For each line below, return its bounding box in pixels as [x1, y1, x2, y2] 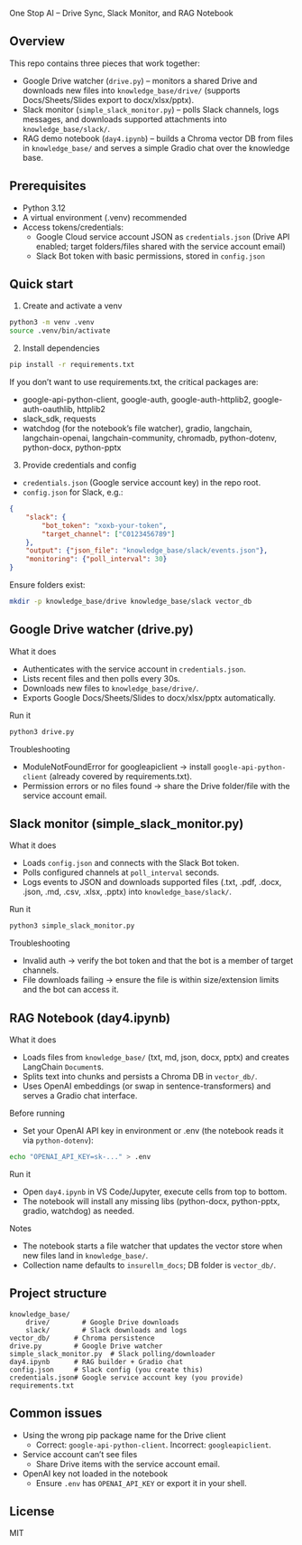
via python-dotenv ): [22, 1135, 95, 1146]
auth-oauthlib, [22, 404, 76, 415]
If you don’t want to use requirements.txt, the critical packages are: [9, 377, 259, 388]
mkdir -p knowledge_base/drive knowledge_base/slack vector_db [9, 597, 252, 607]
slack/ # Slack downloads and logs [25, 1325, 188, 1334]
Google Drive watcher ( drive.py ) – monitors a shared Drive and [22, 75, 258, 86]
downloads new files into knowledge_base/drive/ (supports [22, 85, 241, 96]
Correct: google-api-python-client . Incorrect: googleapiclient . [35, 1439, 272, 1450]
